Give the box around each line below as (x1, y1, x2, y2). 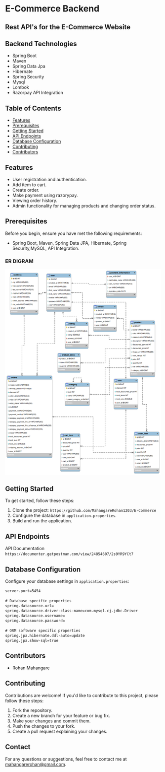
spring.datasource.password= (5, 619, 65, 624)
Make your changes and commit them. (12, 718, 91, 724)
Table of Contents (5, 104, 62, 112)
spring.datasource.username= (5, 614, 65, 619)
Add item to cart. (12, 182, 47, 188)
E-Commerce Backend (5, 3, 100, 14)
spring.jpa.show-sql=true (5, 638, 58, 643)
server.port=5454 (5, 589, 41, 594)
